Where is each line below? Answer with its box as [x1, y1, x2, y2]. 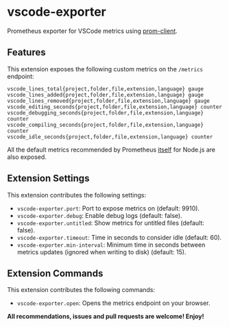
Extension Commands [7, 267, 104, 279]
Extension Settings [7, 173, 90, 184]
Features [7, 47, 46, 58]
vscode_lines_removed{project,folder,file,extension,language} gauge [7, 97, 210, 104]
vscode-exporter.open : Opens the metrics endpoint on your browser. [16, 299, 210, 307]
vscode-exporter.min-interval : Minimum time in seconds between [16, 241, 206, 249]
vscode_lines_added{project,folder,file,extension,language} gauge [7, 91, 204, 98]
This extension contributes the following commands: [7, 286, 156, 294]
